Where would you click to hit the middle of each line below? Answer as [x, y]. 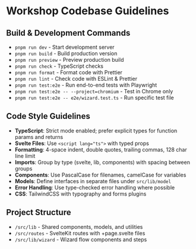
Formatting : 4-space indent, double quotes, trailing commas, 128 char [101, 149]
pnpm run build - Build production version [66, 53]
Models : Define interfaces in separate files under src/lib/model [93, 181]
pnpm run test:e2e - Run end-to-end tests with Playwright [86, 85]
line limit [25, 156]
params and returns [39, 137]
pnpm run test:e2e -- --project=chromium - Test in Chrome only [94, 91]
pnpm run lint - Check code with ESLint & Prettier [76, 79]
